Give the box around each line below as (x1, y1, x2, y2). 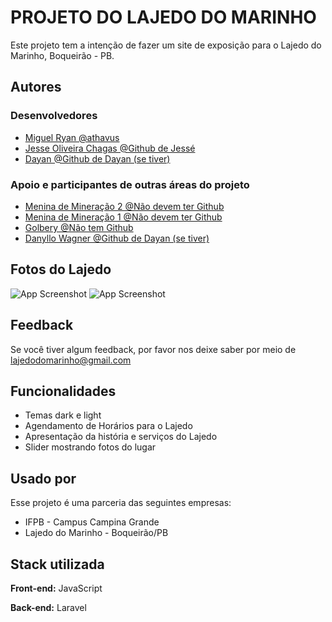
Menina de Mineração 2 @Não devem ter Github (24, 200, 225, 212)
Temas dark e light (24, 409, 102, 421)
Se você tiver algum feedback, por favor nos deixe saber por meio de (10, 343, 297, 355)
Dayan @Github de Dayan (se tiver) (24, 152, 171, 165)
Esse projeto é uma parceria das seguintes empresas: (10, 497, 232, 509)
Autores (10, 79, 62, 96)
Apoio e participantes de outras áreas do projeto (10, 177, 250, 191)
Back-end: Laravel (10, 601, 87, 613)
